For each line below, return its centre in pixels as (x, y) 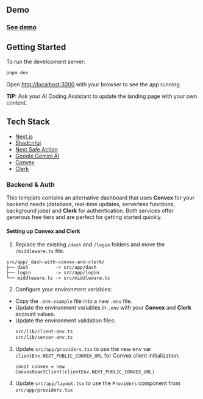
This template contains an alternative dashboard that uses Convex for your (101, 198)
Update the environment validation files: (65, 321)
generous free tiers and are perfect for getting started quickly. (84, 217)
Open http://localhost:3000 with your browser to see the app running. (94, 84)
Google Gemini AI (37, 156)
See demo (22, 27)
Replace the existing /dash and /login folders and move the (90, 245)
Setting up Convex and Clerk (43, 231)
